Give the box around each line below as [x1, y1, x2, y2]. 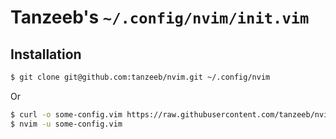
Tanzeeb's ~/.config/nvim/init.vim [10, 6, 310, 29]
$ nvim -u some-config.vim [10, 119, 123, 129]
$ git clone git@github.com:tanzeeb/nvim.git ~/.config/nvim [10, 72, 271, 82]
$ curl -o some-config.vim [10, 109, 123, 120]
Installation [10, 46, 82, 63]
